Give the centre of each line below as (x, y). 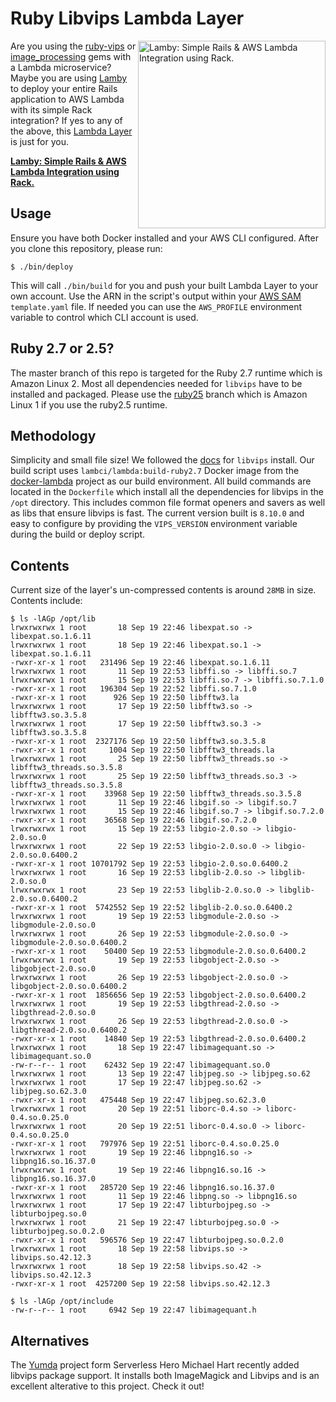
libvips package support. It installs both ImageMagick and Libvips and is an (165, 1375)
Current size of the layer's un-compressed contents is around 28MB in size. (163, 590)
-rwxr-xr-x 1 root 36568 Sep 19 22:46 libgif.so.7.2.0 (133, 820)
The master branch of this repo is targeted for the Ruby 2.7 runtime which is (166, 373)
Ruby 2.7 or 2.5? (62, 348)
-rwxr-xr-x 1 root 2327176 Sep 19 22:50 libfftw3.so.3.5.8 (138, 742)
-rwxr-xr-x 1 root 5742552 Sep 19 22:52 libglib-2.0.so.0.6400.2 (151, 908)
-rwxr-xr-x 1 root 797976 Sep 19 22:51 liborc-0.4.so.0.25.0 (145, 1144)
